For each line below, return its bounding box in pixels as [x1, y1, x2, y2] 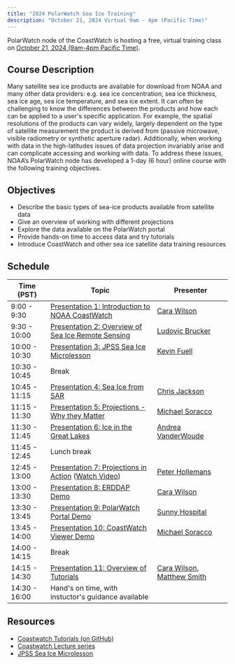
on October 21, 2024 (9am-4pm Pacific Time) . [7, 43, 141, 52]
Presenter [173, 285, 208, 295]
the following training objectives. [7, 164, 101, 172]
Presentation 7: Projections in [50, 462, 147, 472]
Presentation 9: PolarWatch [50, 502, 140, 512]
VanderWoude [157, 431, 204, 441]
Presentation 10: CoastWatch [50, 523, 147, 532]
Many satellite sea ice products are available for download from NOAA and [7, 82, 222, 91]
